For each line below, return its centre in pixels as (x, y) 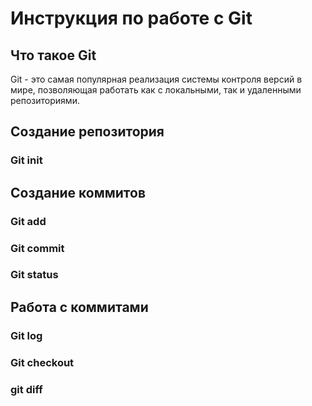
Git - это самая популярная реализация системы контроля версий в (156, 79)
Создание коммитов (78, 192)
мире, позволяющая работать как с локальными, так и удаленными (156, 90)
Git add (28, 221)
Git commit (37, 248)
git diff (26, 389)
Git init (26, 160)
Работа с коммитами (79, 307)
